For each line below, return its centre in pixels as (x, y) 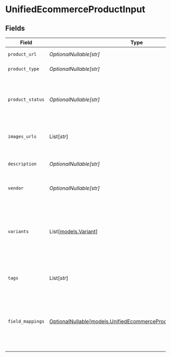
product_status (26, 100)
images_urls (22, 136)
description (22, 164)
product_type (24, 69)
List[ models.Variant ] (73, 232)
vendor (16, 188)
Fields (15, 28)
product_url (22, 54)
